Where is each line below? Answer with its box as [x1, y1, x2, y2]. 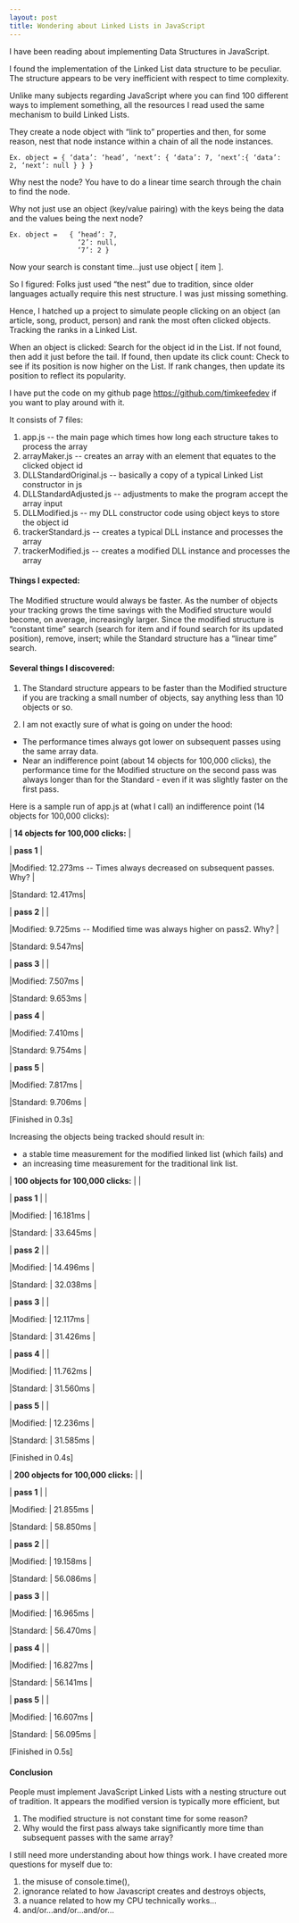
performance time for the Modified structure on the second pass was [21, 764, 277, 775]
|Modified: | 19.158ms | [9, 1555, 92, 1567]
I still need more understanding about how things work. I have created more [9, 1850, 288, 1861]
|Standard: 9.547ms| [9, 941, 85, 952]
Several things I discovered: [9, 662, 115, 674]
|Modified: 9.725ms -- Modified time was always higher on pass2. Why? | [9, 923, 279, 934]
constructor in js [21, 479, 83, 489]
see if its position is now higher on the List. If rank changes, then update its [9, 361, 286, 371]
